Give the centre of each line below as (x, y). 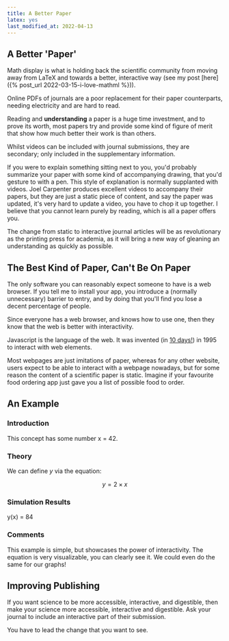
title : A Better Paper (39, 13)
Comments (26, 535)
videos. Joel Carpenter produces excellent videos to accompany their (105, 189)
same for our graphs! (37, 564)
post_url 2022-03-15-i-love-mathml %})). (78, 85)
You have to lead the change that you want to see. (78, 630)
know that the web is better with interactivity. (70, 327)
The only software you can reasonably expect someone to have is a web (109, 284)
